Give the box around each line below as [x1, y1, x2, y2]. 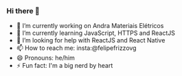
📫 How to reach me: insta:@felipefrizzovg [16, 44, 137, 52]
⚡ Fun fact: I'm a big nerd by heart [16, 62, 113, 70]
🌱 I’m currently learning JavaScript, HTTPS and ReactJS [16, 29, 176, 37]
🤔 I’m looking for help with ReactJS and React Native [16, 36, 166, 45]
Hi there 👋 [6, 6, 41, 16]
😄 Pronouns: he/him [16, 54, 75, 62]
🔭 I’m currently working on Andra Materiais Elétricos [16, 22, 164, 30]
